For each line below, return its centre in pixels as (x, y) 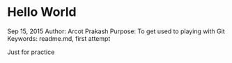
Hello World (42, 12)
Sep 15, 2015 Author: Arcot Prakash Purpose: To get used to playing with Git (116, 31)
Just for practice (31, 52)
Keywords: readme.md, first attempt (59, 38)
